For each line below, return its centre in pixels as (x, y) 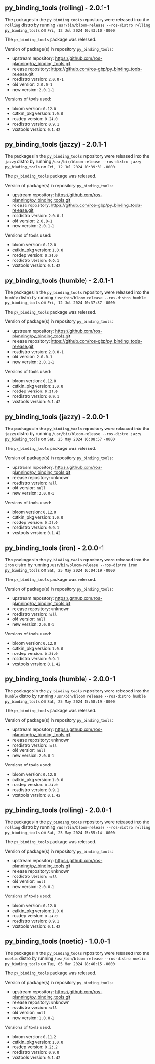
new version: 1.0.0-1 (33, 1018)
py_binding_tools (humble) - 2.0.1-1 (59, 281)
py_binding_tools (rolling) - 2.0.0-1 (58, 810)
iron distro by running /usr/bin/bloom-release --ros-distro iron (71, 565)
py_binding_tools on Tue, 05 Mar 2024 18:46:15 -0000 (60, 963)
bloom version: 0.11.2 (34, 1036)
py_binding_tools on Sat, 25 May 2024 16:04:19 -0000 (60, 570)
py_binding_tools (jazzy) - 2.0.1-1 (56, 144)
